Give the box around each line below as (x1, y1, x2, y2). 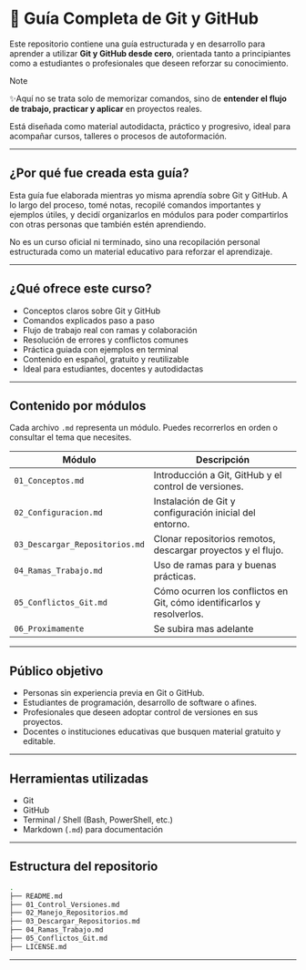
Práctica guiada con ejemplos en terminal (22, 343, 179, 354)
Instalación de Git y (153, 495, 236, 508)
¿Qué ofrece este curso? (9, 281, 152, 297)
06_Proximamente (14, 624, 85, 634)
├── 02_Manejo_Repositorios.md (9, 908, 128, 918)
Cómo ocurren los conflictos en (153, 585, 289, 597)
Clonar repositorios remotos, (153, 533, 276, 546)
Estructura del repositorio (9, 859, 158, 874)
